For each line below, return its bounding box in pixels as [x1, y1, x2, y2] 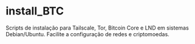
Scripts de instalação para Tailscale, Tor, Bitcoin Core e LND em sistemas [5, 24, 189, 31]
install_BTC [5, 4, 64, 18]
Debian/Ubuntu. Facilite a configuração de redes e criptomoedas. [5, 30, 169, 37]
